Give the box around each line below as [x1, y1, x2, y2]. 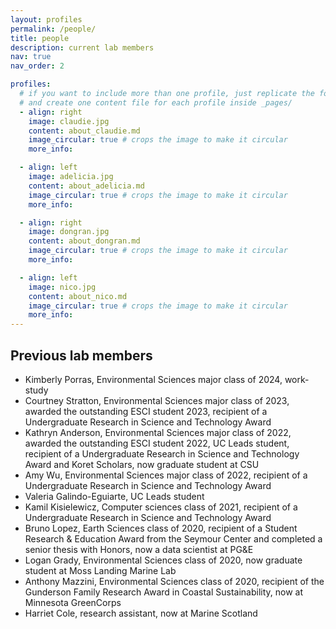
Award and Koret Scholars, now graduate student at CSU [24, 458, 260, 470]
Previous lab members [10, 347, 153, 364]
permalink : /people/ [10, 24, 97, 34]
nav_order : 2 [10, 61, 65, 71]
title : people [10, 33, 70, 43]
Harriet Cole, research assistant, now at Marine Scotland [24, 607, 258, 619]
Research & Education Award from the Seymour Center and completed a [24, 532, 323, 545]
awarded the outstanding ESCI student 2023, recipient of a [24, 405, 268, 417]
